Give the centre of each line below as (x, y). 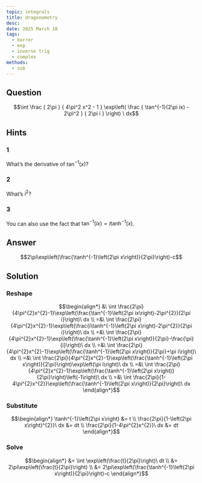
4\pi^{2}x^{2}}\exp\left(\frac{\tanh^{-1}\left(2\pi (71, 383)
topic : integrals (28, 12)
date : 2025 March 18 (32, 29)
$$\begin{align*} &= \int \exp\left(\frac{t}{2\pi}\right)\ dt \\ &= (101, 461)
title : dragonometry (32, 18)
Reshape (20, 293)
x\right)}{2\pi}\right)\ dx (161, 383)
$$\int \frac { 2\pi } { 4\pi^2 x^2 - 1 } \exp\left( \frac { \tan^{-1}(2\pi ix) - (101, 107)
